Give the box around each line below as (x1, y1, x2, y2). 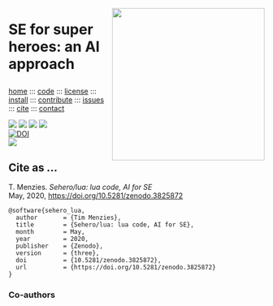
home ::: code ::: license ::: (8, 86, 97, 97)
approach (8, 55, 75, 73)
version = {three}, (15, 249, 100, 257)
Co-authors (8, 289, 55, 300)
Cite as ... (8, 161, 58, 175)
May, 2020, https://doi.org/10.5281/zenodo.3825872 (8, 191, 184, 200)
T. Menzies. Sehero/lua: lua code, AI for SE (8, 183, 153, 192)
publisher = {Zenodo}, (15, 242, 104, 250)
